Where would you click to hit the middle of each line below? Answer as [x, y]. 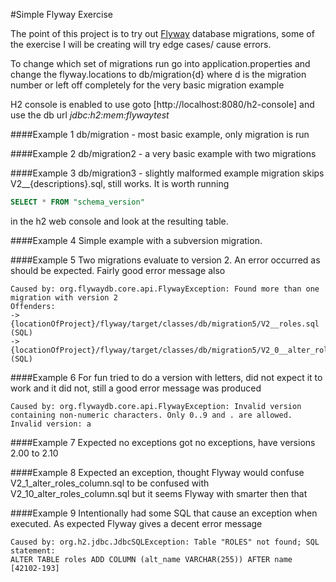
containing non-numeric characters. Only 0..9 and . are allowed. [151, 415]
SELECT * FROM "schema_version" [77, 202]
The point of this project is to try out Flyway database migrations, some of [162, 33]
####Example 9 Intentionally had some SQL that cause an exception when [164, 513]
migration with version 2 [64, 297]
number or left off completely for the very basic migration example [147, 85]
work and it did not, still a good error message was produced [136, 388]
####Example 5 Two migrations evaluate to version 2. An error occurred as [165, 260]
